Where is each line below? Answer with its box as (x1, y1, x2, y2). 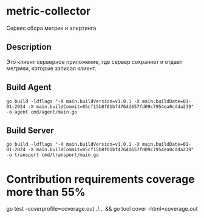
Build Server (6, 125, 54, 135)
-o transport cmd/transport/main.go (6, 152, 99, 158)
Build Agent (6, 82, 52, 92)
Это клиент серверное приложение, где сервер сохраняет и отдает (6, 58, 183, 65)
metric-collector (6, 4, 91, 18)
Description (6, 42, 52, 52)
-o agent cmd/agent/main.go (6, 109, 78, 115)
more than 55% (6, 185, 86, 199)
